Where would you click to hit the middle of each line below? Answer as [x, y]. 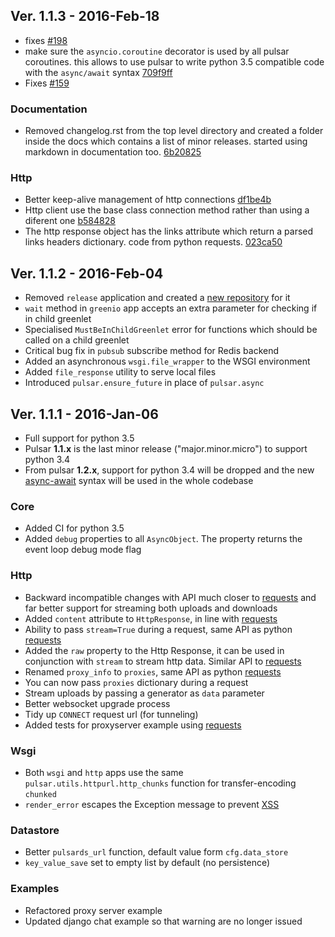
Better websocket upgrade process [97, 703]
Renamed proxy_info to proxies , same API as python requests [153, 671]
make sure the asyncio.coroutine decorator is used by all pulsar [157, 51]
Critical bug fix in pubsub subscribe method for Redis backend [152, 351]
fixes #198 [46, 40]
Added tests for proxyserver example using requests [133, 725]
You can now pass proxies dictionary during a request [136, 682]
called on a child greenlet [77, 340]
